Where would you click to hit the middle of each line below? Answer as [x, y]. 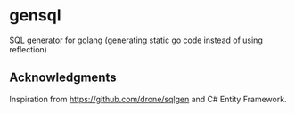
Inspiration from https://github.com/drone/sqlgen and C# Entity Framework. [148, 99]
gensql [35, 16]
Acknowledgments [63, 78]
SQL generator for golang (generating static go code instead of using [136, 40]
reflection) [28, 49]
